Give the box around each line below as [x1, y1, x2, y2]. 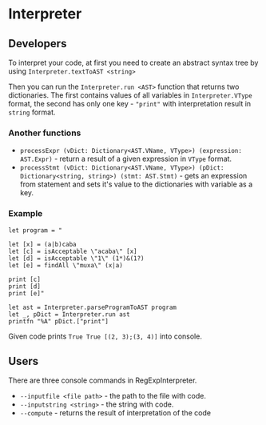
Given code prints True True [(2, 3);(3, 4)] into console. [8, 331, 202, 341]
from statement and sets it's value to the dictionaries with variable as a [19, 179, 253, 189]
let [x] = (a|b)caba [8, 240, 77, 248]
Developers [8, 37, 67, 50]
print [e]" [8, 289, 45, 297]
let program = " [8, 226, 62, 235]
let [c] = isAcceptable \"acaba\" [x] [8, 247, 137, 255]
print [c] [8, 275, 42, 283]
